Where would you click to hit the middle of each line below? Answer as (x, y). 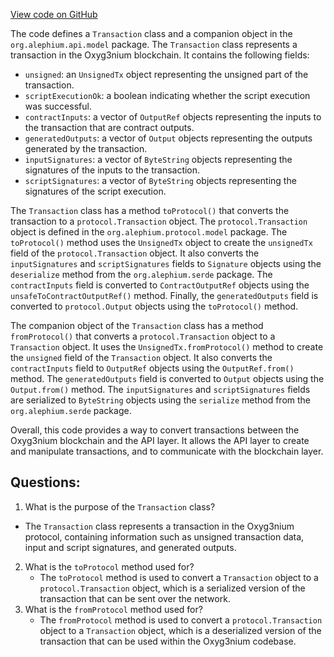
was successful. (58, 106)
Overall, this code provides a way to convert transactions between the (155, 430)
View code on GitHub (54, 14)
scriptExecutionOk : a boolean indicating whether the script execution (167, 95)
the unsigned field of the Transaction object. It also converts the (141, 357)
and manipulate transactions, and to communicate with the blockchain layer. (167, 451)
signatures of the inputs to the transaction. (112, 170)
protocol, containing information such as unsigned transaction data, (164, 536)
